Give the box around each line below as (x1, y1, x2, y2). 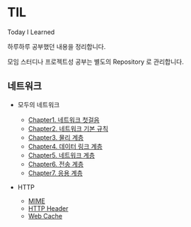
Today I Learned (7, 28, 55, 36)
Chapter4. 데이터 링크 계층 (28, 142, 103, 150)
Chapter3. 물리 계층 (28, 133, 84, 142)
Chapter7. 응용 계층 (28, 168, 83, 177)
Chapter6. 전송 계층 (28, 160, 84, 168)
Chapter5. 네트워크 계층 (28, 150, 95, 160)
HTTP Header (28, 204, 69, 213)
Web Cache (28, 211, 62, 220)
